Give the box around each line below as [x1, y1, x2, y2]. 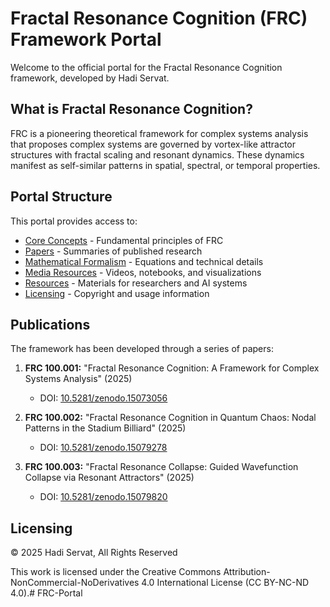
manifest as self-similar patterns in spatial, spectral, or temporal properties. [10, 159, 321, 171]
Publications [10, 316, 91, 333]
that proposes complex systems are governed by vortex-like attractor [10, 138, 297, 150]
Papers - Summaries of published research [24, 245, 203, 257]
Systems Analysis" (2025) [24, 373, 133, 385]
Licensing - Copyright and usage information [24, 287, 210, 299]
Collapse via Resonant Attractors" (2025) [24, 472, 195, 484]
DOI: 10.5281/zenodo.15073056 [39, 392, 168, 404]
